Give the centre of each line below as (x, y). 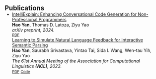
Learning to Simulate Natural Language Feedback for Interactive (78, 40)
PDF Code (21, 72)
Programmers (52, 20)
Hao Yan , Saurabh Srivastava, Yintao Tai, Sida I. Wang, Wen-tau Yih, (82, 50)
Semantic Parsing (30, 45)
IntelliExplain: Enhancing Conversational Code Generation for (74, 14)
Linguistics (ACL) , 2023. (37, 66)
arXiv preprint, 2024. (33, 30)
